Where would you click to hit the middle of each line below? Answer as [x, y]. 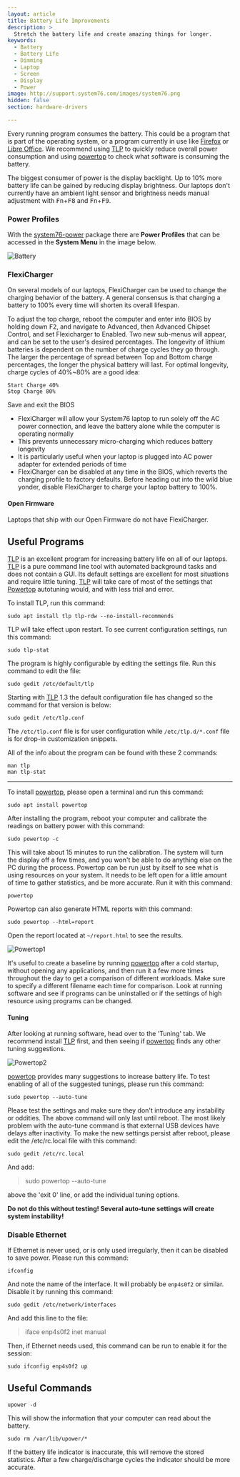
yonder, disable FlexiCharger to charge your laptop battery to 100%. [117, 487]
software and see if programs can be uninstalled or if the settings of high [115, 993]
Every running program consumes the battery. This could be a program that [119, 134]
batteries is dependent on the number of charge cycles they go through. [114, 349]
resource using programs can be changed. [70, 1001]
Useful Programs [46, 542]
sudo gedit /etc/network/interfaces [62, 1305]
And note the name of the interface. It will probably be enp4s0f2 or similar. [116, 1284]
